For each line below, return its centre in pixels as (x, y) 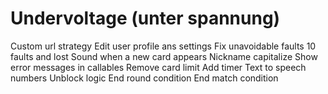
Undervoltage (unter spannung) (145, 18)
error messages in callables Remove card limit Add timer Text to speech (158, 67)
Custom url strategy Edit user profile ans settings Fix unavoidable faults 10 (163, 46)
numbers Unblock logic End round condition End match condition (144, 78)
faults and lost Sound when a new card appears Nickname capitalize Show (164, 56)
